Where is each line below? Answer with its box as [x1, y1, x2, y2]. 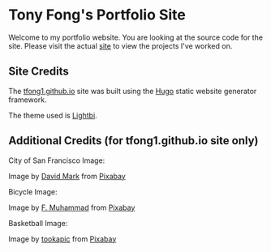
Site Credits [8, 65, 69, 79]
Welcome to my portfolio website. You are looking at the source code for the [8, 32, 264, 42]
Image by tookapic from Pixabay [8, 233, 117, 244]
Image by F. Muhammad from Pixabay [8, 203, 135, 212]
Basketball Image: [8, 218, 68, 228]
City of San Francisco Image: [8, 156, 105, 165]
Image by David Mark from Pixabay [8, 171, 126, 181]
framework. [8, 95, 47, 105]
